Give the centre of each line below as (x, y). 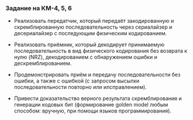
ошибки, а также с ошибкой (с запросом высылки (77, 81)
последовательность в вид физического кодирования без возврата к (101, 51)
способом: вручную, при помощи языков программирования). (93, 111)
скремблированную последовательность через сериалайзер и (93, 27)
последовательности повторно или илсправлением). (80, 87)
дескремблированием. (43, 63)
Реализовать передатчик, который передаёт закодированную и (94, 21)
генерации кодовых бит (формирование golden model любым (91, 105)
